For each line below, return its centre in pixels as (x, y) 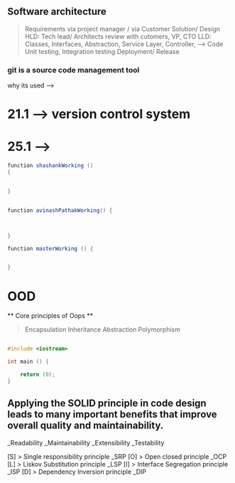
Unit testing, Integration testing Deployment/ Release (102, 51)
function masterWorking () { (50, 248)
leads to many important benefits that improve (113, 414)
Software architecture (57, 12)
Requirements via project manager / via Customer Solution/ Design (122, 28)
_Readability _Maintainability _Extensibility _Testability (86, 442)
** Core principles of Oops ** (50, 316)
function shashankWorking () (50, 166)
